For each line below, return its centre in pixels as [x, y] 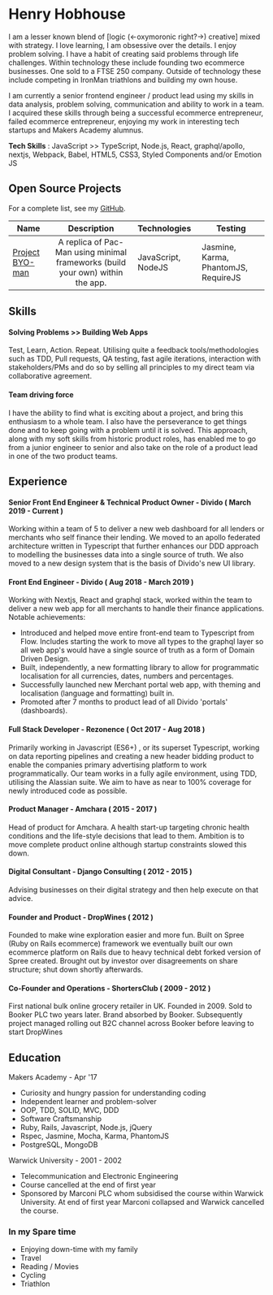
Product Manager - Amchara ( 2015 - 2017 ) [83, 809]
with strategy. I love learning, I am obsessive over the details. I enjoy [123, 45]
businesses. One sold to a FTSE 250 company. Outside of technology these [135, 71]
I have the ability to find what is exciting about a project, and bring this [126, 413]
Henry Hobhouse [67, 14]
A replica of [80, 242]
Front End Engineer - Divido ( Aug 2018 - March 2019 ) [101, 582]
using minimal [101, 252]
